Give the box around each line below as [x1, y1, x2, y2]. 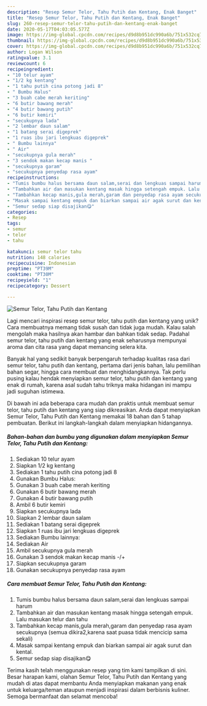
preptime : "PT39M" [7, 265, 54, 272]
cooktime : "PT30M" [7, 272, 54, 278]
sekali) [15, 635, 33, 642]
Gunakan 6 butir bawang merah [15, 488, 96, 495]
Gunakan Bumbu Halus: [15, 474, 76, 482]
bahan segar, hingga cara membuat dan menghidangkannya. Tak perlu [7, 368, 186, 375]
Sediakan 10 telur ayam [15, 455, 76, 463]
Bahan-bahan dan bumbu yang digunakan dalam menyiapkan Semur [7, 433, 189, 441]
